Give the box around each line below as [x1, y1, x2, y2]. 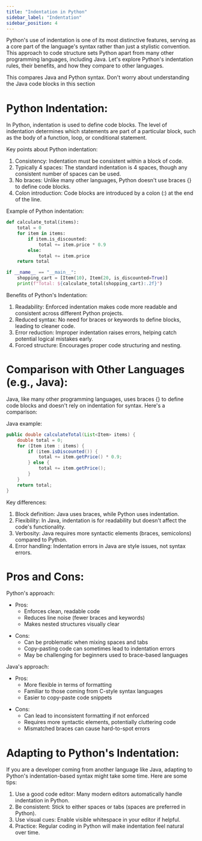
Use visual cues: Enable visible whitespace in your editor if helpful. [14, 816, 181, 824]
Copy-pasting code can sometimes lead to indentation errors [23, 645, 176, 652]
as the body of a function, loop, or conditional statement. [6, 134, 147, 142]
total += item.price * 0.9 [38, 242, 106, 248]
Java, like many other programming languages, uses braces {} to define [6, 395, 184, 403]
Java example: [6, 420, 43, 427]
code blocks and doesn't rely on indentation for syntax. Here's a [6, 402, 165, 409]
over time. [14, 829, 40, 836]
